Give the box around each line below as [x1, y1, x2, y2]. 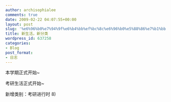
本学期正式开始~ [5, 69, 40, 75]
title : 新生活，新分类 [5, 31, 49, 36]
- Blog [5, 45, 19, 50]
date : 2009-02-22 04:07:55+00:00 [5, 17, 77, 22]
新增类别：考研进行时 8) [5, 91, 56, 97]
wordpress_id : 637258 [5, 36, 52, 41]
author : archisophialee [5, 7, 56, 13]
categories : [5, 41, 31, 46]
